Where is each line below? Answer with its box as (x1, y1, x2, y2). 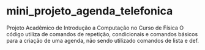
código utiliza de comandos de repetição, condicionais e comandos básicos (6, 30, 198, 37)
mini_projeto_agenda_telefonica (6, 4, 173, 18)
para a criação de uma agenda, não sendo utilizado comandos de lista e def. (6, 37, 199, 44)
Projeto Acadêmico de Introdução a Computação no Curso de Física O (6, 24, 184, 31)
